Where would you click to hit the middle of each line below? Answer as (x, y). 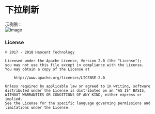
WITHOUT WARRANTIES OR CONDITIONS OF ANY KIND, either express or (73, 95)
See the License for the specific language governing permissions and (78, 103)
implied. (14, 99)
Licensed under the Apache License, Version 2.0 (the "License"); (73, 61)
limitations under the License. (38, 108)
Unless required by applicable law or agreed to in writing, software (78, 86)
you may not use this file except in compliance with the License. (75, 65)
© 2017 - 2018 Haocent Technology (40, 52)
